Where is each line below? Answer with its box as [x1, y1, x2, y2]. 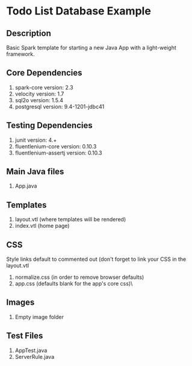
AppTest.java [14, 347, 48, 354]
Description [6, 28, 51, 38]
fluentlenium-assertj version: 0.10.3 [14, 149, 102, 156]
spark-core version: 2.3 [14, 84, 73, 91]
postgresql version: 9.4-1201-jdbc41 [14, 103, 105, 110]
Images [6, 297, 35, 308]
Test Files [6, 331, 43, 341]
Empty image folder [14, 313, 64, 320]
